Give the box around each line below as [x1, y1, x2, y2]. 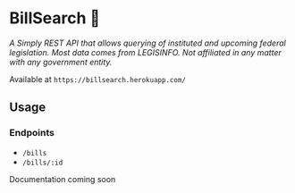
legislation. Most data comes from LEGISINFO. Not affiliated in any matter [9, 46, 282, 57]
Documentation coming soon [9, 173, 116, 184]
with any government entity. [9, 56, 113, 67]
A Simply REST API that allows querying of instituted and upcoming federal [9, 38, 286, 48]
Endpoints [9, 127, 55, 139]
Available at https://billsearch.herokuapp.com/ [9, 73, 186, 84]
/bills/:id [21, 158, 63, 167]
